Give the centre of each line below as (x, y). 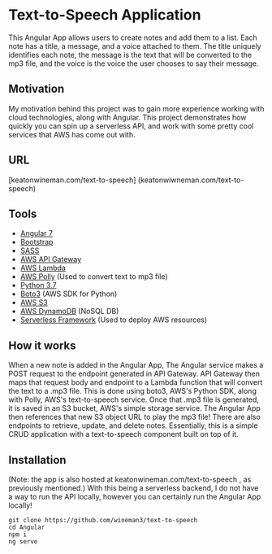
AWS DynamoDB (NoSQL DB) (69, 312)
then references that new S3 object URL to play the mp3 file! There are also (135, 417)
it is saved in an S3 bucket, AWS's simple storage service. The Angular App (135, 408)
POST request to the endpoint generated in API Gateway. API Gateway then (134, 374)
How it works (42, 345)
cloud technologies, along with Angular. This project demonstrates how (127, 117)
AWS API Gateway (51, 260)
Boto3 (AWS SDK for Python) (69, 294)
